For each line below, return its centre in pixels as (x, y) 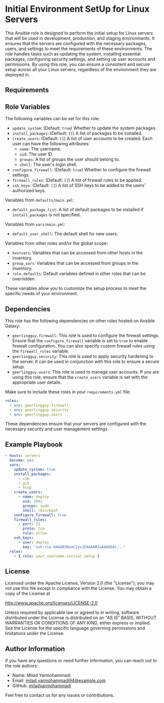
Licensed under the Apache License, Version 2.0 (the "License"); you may (80, 583)
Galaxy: (13, 326)
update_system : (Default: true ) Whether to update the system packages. (84, 128)
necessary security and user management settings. (57, 429)
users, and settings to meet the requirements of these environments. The (79, 49)
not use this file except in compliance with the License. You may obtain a (78, 588)
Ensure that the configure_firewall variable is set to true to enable (80, 340)
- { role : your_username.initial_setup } (57, 556)
